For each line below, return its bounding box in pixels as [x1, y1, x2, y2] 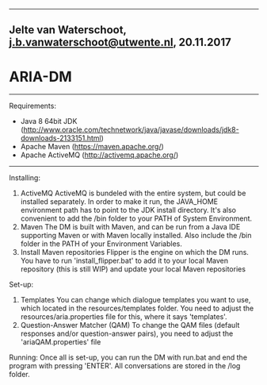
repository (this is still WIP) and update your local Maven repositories [20, 264, 246, 274]
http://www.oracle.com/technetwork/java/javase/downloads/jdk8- [23, 125, 240, 135]
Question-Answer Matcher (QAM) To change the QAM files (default [20, 321, 240, 330]
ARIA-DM [9, 67, 72, 86]
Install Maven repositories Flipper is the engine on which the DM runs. [20, 248, 249, 257]
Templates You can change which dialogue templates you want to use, [20, 295, 251, 305]
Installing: [9, 173, 40, 183]
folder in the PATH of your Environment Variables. [20, 239, 183, 248]
